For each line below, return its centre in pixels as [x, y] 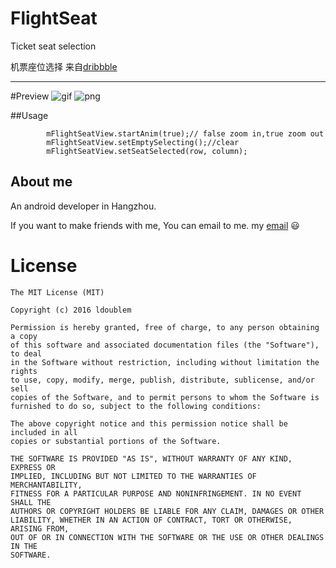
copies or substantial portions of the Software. [116, 441]
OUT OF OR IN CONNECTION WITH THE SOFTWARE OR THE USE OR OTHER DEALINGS [167, 537]
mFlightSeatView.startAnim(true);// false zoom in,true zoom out [185, 133]
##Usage [29, 115]
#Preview [30, 96]
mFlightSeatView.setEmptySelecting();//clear [143, 142]
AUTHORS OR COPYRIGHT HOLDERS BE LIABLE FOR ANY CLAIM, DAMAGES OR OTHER [167, 511]
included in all [44, 432]
